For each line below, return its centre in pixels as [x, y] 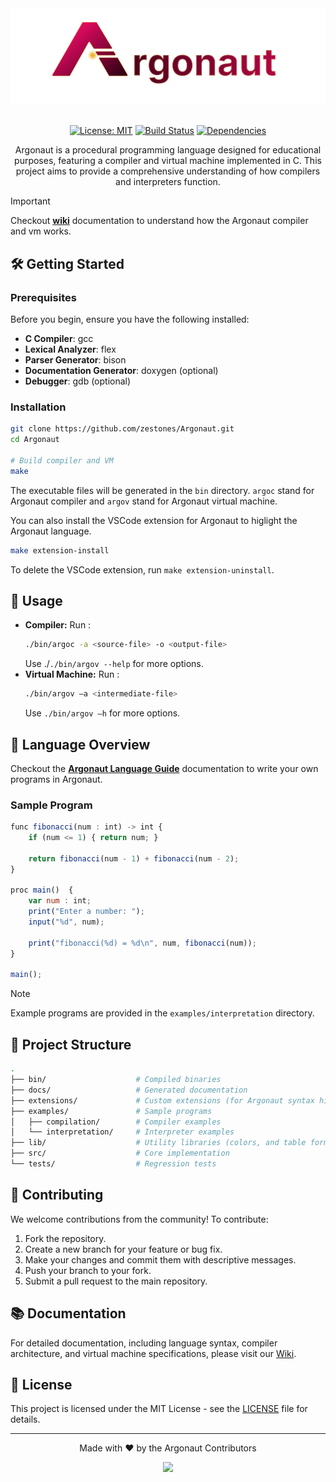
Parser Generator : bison [75, 360]
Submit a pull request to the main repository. [116, 1281]
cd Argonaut [35, 440]
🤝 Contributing [57, 1195]
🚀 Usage [36, 600]
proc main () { [42, 890]
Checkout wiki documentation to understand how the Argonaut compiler [159, 221]
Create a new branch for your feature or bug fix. [123, 1249]
